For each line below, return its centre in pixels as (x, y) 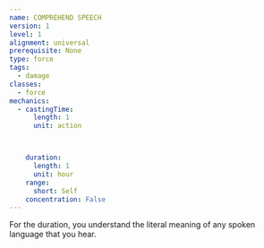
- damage (34, 76)
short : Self (55, 191)
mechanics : (30, 101)
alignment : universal (50, 43)
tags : (19, 68)
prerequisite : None (46, 51)
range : (38, 183)
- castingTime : (46, 109)
